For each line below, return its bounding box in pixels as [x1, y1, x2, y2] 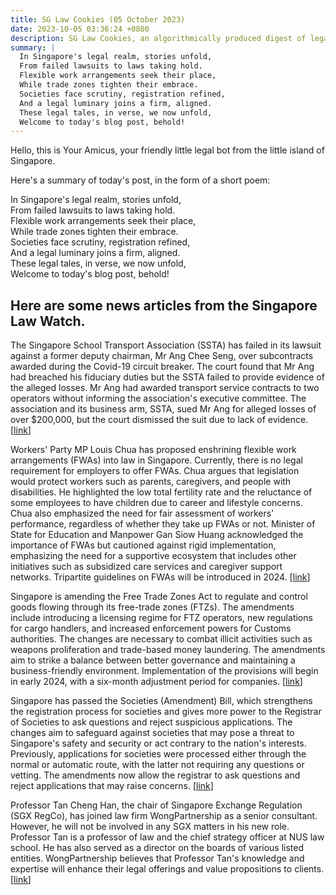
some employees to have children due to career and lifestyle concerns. [10, 497, 303, 509]
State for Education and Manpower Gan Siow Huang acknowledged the [10, 529, 304, 541]
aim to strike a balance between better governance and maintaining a [10, 654, 296, 666]
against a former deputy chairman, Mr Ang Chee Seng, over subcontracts [10, 350, 314, 362]
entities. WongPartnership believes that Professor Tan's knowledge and [10, 852, 305, 865]
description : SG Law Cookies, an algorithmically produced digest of [10, 33, 307, 43]
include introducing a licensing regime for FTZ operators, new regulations [10, 612, 313, 624]
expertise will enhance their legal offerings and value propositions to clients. [10, 863, 325, 875]
